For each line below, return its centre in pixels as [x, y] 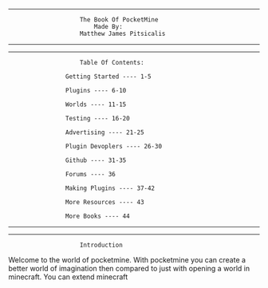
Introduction [101, 245]
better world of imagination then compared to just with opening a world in [129, 268]
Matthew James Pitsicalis [122, 34]
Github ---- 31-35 [96, 160]
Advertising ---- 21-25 [105, 132]
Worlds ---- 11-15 [96, 105]
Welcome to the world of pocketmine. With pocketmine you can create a [127, 260]
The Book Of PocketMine [119, 20]
